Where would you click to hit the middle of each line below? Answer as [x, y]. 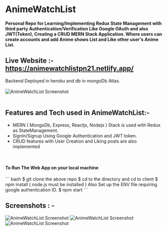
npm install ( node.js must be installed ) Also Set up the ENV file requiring [81, 184]
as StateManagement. [35, 130]
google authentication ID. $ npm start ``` [47, 190]
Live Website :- [30, 61]
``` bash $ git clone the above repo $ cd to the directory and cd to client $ [81, 179]
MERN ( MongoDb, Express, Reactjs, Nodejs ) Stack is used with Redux [87, 125]
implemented [26, 146]
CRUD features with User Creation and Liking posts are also [75, 141]
